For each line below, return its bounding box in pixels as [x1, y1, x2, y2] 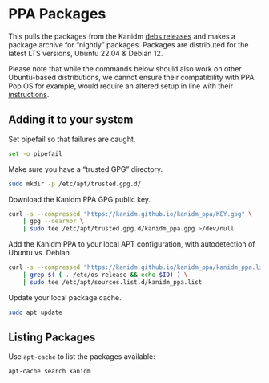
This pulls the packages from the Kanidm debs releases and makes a [8, 31, 236, 41]
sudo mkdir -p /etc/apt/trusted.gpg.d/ [8, 180, 142, 188]
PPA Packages [8, 5, 106, 23]
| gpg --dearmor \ [22, 218, 84, 226]
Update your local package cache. [8, 292, 122, 302]
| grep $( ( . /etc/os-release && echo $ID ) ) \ [22, 271, 188, 279]
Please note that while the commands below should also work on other [8, 63, 242, 73]
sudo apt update [8, 308, 62, 316]
